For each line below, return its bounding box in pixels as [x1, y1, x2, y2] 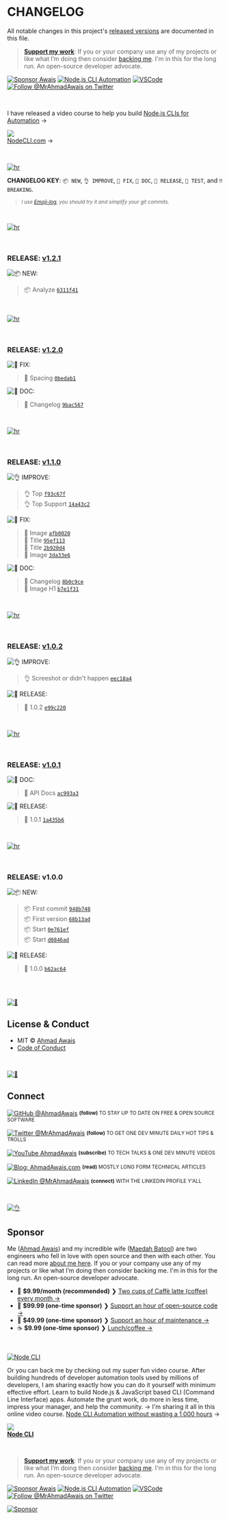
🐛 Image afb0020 [23, 529, 70, 537]
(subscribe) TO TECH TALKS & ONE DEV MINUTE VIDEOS [78, 1149, 215, 1157]
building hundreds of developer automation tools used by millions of [7, 1373, 199, 1382]
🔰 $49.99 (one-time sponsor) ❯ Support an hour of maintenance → [16, 1316, 210, 1325]
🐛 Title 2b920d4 [23, 543, 66, 552]
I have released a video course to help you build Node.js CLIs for [7, 109, 189, 117]
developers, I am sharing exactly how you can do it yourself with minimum [7, 1381, 216, 1389]
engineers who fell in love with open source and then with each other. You [7, 1252, 216, 1260]
